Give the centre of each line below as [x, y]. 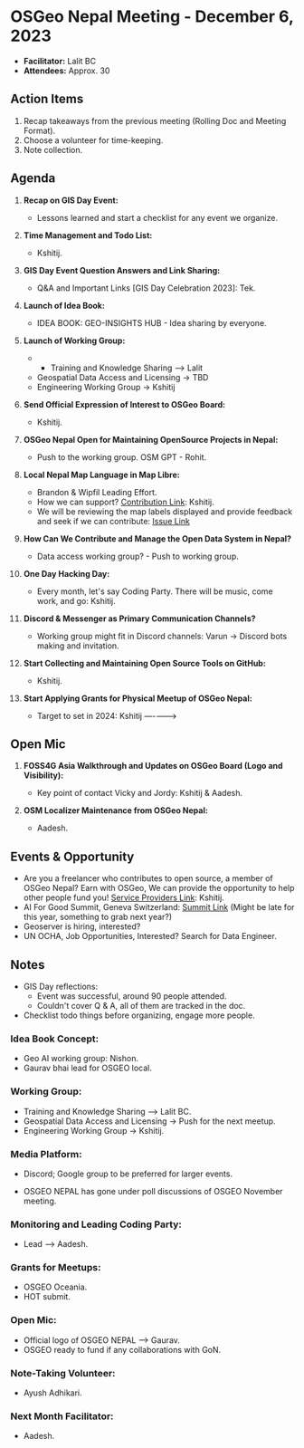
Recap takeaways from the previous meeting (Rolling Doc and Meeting [155, 120]
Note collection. [53, 149]
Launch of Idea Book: [64, 305]
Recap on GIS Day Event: [71, 200]
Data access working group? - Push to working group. [138, 556]
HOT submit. [47, 1297]
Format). [39, 130]
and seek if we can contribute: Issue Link [114, 521]
